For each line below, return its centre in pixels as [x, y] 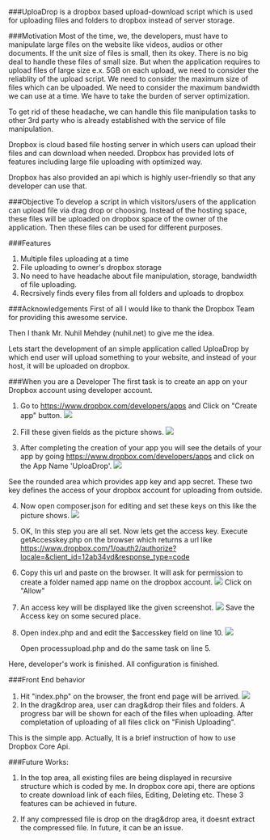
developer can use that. [48, 186]
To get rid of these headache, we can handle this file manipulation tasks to [132, 112]
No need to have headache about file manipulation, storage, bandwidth [138, 276]
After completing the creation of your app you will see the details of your [141, 447]
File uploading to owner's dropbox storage [91, 267]
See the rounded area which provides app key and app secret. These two [131, 481]
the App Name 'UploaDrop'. [66, 466]
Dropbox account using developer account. [80, 390]
